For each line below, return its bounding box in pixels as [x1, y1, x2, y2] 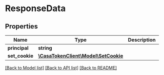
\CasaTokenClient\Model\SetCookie [38, 53, 123, 59]
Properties [5, 22, 38, 30]
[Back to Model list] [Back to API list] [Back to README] [5, 65, 117, 71]
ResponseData [5, 3, 66, 14]
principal [7, 45, 29, 51]
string [38, 45, 52, 51]
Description [127, 37, 156, 43]
